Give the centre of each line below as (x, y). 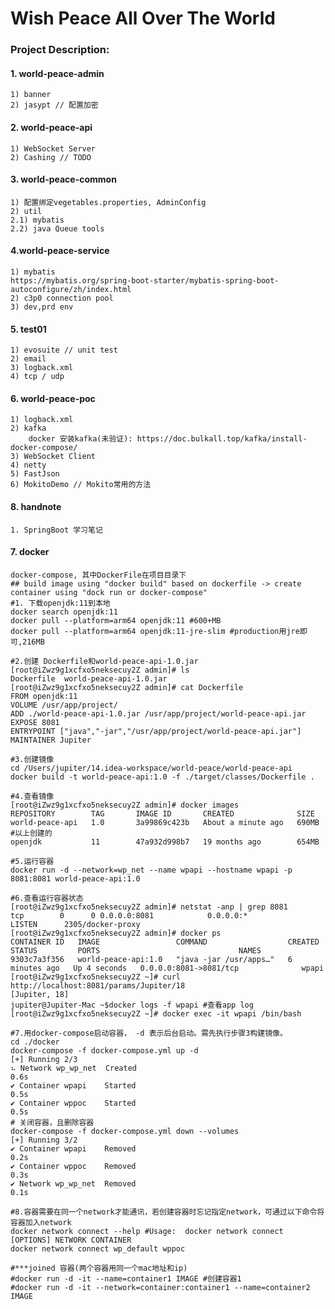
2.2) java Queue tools (57, 228)
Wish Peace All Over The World (143, 18)
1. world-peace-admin (57, 73)
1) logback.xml (42, 420)
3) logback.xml (42, 368)
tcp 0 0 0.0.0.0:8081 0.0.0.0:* (129, 915)
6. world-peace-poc (53, 398)
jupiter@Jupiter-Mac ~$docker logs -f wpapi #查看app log (132, 1005)
